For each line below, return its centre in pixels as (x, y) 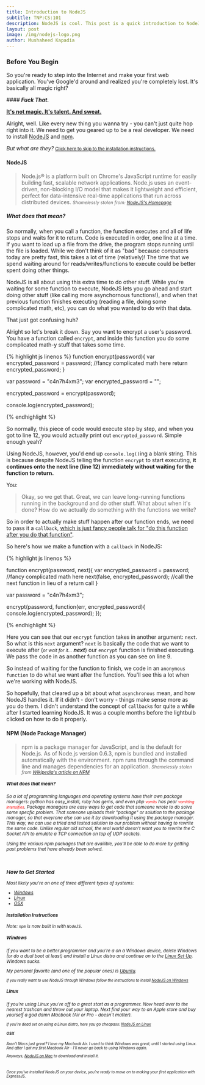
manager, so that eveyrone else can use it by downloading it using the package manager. (100, 818)
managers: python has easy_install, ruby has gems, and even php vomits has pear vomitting (100, 802)
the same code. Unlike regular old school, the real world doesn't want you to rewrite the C (101, 829)
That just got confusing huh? (42, 320)
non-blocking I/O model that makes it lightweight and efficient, (119, 189)
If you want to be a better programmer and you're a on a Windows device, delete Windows (102, 951)
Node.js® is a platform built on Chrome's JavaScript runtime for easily (109, 176)
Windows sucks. (23, 961)
